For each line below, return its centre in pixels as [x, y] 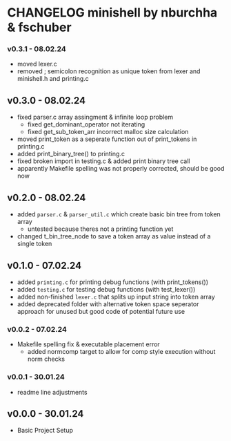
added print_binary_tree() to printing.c [71, 154]
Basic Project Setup [45, 431]
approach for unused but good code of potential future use [101, 311]
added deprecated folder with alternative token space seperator [108, 304]
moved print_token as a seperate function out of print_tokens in [107, 139]
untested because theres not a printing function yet [100, 229]
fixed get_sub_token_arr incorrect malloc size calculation [108, 132]
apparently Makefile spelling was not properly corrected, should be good [121, 169]
